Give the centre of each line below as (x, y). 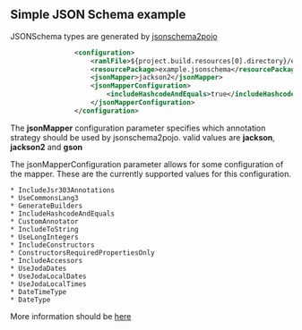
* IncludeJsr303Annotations (63, 190)
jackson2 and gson (47, 147)
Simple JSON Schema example (98, 15)
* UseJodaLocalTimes (49, 284)
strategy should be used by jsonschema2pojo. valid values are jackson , (143, 137)
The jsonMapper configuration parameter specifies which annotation (138, 128)
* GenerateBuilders (47, 206)
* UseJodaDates (39, 268)
